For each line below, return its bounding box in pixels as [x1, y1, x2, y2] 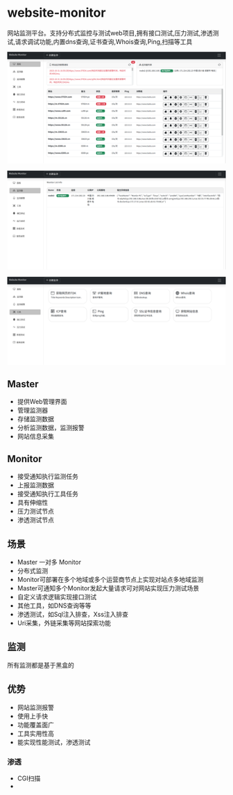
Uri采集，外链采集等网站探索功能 [17, 619, 112, 627]
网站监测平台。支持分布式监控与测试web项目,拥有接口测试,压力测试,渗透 [7, 29, 214, 37]
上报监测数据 [17, 481, 54, 489]
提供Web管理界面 [17, 397, 67, 406]
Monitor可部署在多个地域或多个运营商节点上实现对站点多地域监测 [17, 576, 204, 583]
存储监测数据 [17, 415, 54, 423]
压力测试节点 [17, 507, 54, 516]
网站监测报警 [17, 703, 54, 711]
